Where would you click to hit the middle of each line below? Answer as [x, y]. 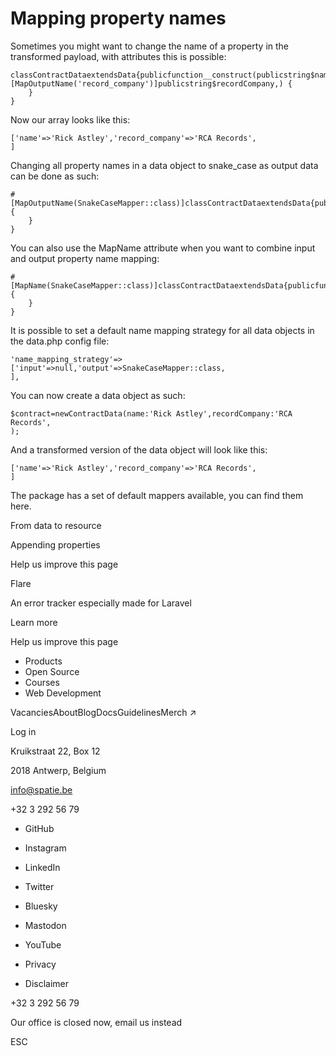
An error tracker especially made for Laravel [101, 603]
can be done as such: [55, 176]
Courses [42, 682]
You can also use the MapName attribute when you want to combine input [163, 248]
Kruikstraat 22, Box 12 [55, 751]
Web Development [63, 693]
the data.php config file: [60, 341]
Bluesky [41, 906]
